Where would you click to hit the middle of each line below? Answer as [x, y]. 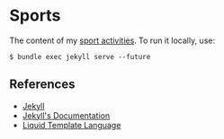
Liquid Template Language [72, 125]
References [42, 85]
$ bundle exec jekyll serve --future [80, 56]
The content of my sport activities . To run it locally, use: [112, 40]
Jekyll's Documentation [66, 115]
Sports [35, 16]
